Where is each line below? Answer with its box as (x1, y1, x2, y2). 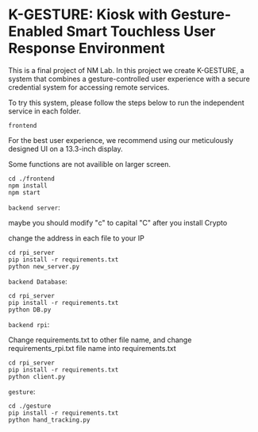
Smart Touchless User (66, 22, 216, 40)
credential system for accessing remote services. (8, 82, 170, 92)
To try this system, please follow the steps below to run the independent (8, 98, 245, 107)
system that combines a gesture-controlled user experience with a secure (8, 74, 250, 83)
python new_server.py (8, 262, 80, 271)
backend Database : (8, 276, 67, 286)
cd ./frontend (8, 175, 56, 183)
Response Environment (8, 40, 165, 57)
